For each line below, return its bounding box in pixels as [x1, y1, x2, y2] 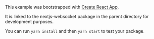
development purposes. [5, 19, 54, 24]
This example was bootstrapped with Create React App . [5, 4, 119, 10]
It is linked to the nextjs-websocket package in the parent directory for [5, 14, 149, 19]
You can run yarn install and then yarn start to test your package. [5, 28, 145, 34]
